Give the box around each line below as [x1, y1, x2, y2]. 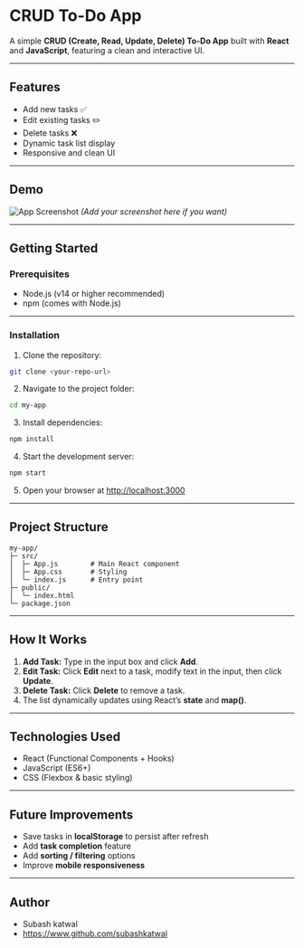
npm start [9, 469, 47, 478]
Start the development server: [22, 451, 135, 462]
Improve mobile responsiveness [22, 860, 146, 871]
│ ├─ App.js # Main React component [9, 559, 180, 568]
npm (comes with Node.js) [22, 298, 122, 308]
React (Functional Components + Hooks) [22, 753, 175, 764]
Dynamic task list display [22, 137, 116, 148]
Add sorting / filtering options [22, 850, 136, 861]
